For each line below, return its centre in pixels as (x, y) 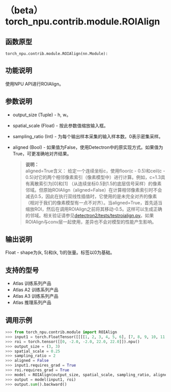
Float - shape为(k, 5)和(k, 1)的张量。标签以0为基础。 (60, 252)
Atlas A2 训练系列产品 (35, 290)
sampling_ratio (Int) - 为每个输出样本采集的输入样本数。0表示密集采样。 (88, 136)
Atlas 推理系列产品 (32, 303)
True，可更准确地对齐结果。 (42, 153)
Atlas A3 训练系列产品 (35, 296)
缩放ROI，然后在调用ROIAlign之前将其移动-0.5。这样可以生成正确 (94, 209)
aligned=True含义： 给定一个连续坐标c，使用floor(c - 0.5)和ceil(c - (95, 171)
